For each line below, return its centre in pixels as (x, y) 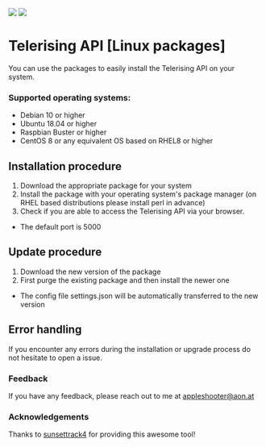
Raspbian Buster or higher (63, 132)
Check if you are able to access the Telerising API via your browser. (132, 211)
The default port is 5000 (60, 227)
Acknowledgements (49, 416)
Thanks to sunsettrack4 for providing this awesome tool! (102, 434)
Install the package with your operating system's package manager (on (138, 194)
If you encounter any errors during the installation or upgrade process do (130, 349)
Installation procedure (65, 166)
